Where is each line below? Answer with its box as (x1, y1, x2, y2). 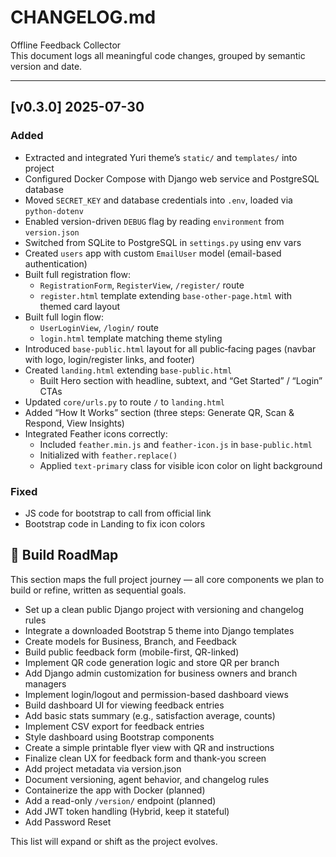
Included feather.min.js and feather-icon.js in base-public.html (39, 438, 313, 450)
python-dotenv (24, 206, 84, 216)
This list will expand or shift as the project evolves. (10, 835, 218, 847)
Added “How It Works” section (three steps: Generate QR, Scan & (24, 406, 295, 418)
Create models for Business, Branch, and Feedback (24, 635, 237, 647)
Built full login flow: (24, 311, 105, 323)
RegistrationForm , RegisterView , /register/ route (39, 279, 245, 291)
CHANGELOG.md (10, 6, 157, 29)
